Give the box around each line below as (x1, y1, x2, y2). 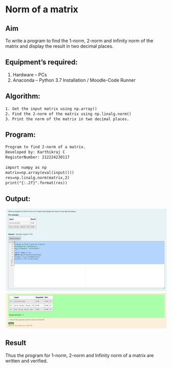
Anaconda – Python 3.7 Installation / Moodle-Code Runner (12, 77, 136, 83)
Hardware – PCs (12, 71, 47, 78)
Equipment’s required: (5, 58, 78, 67)
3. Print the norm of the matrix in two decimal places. (5, 117, 130, 122)
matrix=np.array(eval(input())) (5, 170, 74, 176)
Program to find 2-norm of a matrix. (5, 145, 86, 150)
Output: (5, 194, 31, 203)
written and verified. (5, 358, 48, 364)
